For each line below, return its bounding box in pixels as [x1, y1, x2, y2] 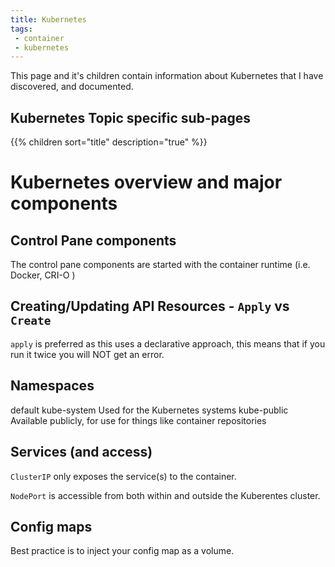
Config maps [10, 518, 93, 535]
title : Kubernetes [10, 14, 87, 25]
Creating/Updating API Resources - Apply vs [10, 298, 290, 315]
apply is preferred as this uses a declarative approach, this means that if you [10, 337, 326, 350]
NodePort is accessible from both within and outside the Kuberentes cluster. [10, 489, 321, 501]
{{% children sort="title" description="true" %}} [10, 136, 208, 148]
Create [10, 314, 52, 328]
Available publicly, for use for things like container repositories [10, 414, 267, 426]
